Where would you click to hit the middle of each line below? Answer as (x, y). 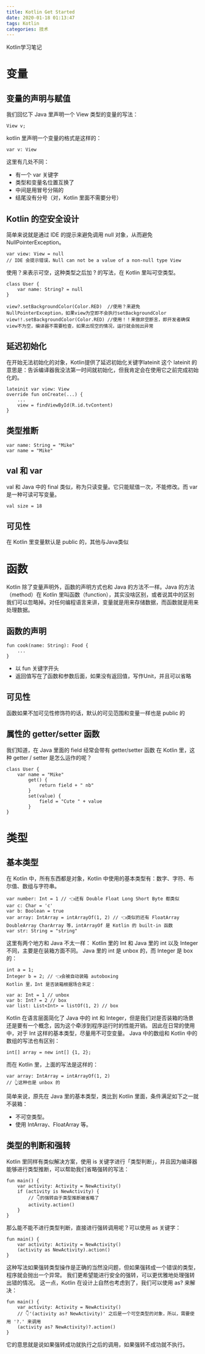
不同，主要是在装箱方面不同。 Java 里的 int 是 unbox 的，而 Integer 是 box (100, 951)
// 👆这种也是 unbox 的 (33, 1083)
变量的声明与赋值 (38, 98)
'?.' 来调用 (27, 1322)
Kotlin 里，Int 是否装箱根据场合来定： (51, 984)
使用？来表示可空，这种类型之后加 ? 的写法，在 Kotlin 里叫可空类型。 (92, 273)
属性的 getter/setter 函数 (53, 734)
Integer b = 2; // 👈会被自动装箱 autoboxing (63, 976)
